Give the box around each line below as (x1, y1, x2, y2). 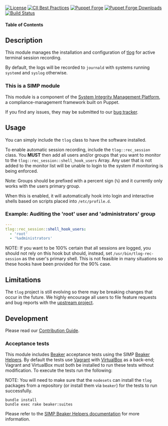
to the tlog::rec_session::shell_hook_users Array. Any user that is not (5, 157, 152, 163)
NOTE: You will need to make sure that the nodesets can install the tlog (5, 377, 152, 383)
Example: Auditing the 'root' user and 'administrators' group (5, 210, 155, 218)
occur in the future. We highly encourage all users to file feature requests (5, 294, 157, 300)
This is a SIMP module (5, 82, 60, 89)
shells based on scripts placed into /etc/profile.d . (5, 198, 111, 204)
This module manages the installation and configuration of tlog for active (5, 49, 155, 55)
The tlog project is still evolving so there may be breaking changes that (5, 289, 153, 295)
